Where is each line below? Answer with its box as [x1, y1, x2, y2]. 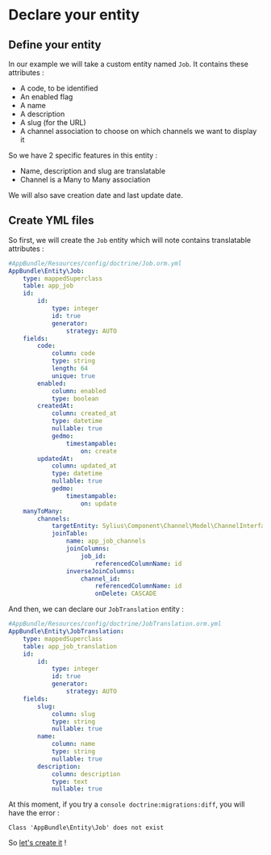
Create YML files [8, 214, 94, 228]
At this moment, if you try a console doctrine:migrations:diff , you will [8, 799, 245, 809]
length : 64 [51, 365, 89, 373]
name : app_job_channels [65, 537, 147, 546]
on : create [80, 446, 117, 455]
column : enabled [51, 387, 106, 395]
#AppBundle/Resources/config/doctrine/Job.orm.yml [8, 259, 182, 267]
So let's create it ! [8, 838, 67, 848]
